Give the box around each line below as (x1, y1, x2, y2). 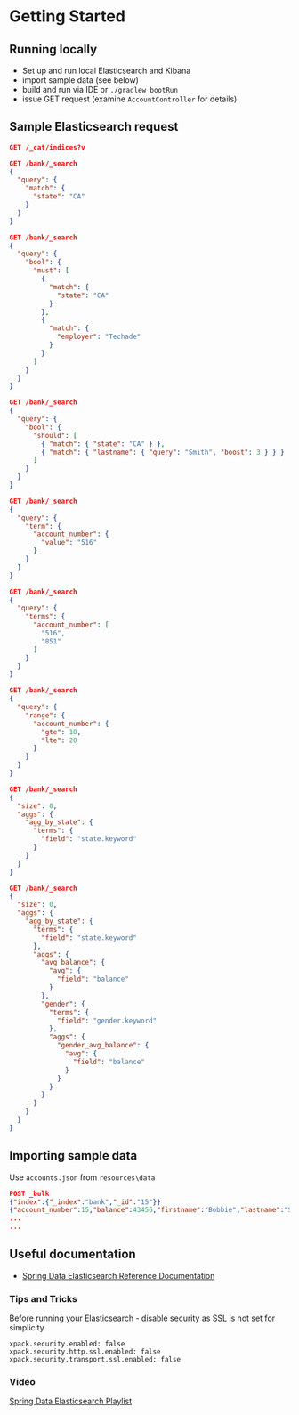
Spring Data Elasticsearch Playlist (9, 1395, 133, 1407)
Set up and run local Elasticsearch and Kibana (21, 65, 191, 76)
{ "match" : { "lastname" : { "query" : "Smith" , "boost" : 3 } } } (41, 448, 285, 457)
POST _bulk (9, 1189, 50, 1198)
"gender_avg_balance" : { (56, 1041, 149, 1050)
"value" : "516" (41, 538, 98, 547)
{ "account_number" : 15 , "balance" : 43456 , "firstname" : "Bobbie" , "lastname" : (9, 1206, 285, 1215)
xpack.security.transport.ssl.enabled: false (9, 1355, 181, 1364)
